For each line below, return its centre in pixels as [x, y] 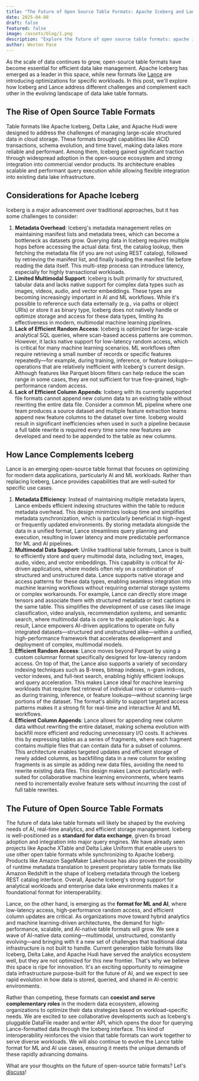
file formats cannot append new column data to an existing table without [103, 398]
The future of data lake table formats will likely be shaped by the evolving [96, 823]
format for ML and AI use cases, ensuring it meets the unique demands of [96, 1048]
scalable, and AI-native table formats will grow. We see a [110, 929]
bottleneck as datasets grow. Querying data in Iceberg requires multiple [102, 240]
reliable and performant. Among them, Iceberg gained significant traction [95, 152]
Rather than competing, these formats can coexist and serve [81, 998]
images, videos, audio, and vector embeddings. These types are [93, 291]
